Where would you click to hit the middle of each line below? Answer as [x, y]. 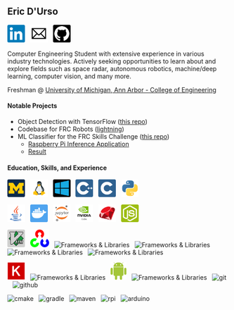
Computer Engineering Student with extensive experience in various [106, 54]
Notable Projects [32, 106]
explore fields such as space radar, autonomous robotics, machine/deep [112, 68]
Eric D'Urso [33, 12]
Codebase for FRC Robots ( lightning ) [71, 129]
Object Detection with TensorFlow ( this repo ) [82, 122]
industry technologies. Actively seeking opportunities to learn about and [112, 61]
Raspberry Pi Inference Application [78, 144]
